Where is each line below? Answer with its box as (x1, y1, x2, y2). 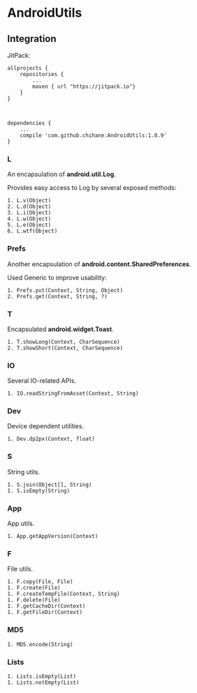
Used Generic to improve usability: (7, 273, 107, 282)
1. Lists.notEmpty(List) (7, 679, 80, 686)
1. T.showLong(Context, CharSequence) (7, 338, 120, 345)
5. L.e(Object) (7, 221, 52, 228)
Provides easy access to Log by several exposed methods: (7, 184, 177, 192)
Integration (7, 33, 57, 45)
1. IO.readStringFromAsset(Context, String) (7, 390, 139, 397)
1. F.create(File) (7, 585, 61, 592)
